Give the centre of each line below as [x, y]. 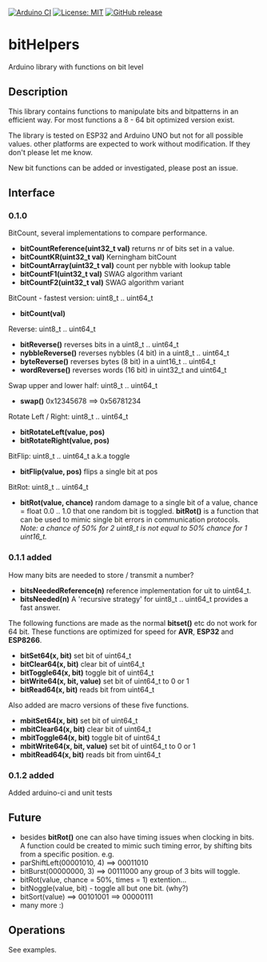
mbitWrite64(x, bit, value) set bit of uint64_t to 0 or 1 [108, 746]
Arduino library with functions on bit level [76, 66]
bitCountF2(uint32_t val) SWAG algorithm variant [102, 283]
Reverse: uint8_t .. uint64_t [52, 329]
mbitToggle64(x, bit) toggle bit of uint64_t [90, 737]
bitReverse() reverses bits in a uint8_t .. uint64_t [99, 345]
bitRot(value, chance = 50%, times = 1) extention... [103, 880]
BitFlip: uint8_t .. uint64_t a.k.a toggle [69, 456]
